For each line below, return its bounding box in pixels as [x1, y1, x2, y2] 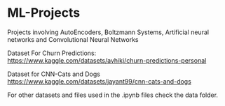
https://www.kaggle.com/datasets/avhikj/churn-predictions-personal [7, 56, 207, 64]
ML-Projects [7, 5, 81, 21]
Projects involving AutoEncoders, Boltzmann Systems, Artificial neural [7, 28, 209, 36]
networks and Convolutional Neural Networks [7, 35, 139, 43]
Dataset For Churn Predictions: [7, 49, 97, 57]
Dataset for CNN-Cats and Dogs [7, 70, 100, 78]
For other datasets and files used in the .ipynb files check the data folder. [7, 91, 219, 99]
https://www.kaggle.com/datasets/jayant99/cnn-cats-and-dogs [7, 77, 191, 85]
